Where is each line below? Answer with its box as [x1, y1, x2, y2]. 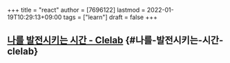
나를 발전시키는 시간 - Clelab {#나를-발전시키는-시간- [7, 34, 224, 47]
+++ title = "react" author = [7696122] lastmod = [7, 6, 146, 14]
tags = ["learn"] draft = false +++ [63, 13, 157, 21]
